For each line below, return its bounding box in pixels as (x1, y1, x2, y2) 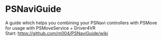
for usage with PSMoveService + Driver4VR (5, 25, 96, 31)
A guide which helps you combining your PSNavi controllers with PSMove (5, 20, 157, 26)
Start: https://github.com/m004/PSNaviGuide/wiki (5, 30, 108, 36)
